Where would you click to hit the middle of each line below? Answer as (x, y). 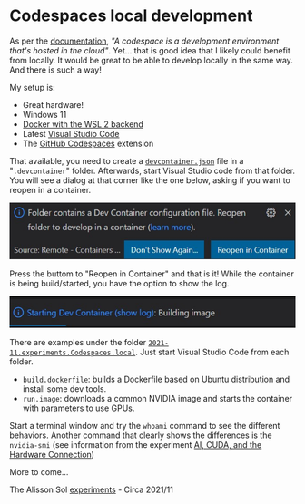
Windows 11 (44, 114)
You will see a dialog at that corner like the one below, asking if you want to (150, 180)
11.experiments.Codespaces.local (73, 353)
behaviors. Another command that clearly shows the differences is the (141, 435)
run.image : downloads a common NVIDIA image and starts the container (157, 398)
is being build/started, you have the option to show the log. (119, 283)
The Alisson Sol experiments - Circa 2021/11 (92, 489)
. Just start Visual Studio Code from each (212, 352)
